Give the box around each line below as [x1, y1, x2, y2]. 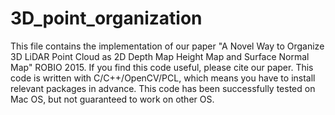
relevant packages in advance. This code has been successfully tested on [10, 82, 316, 94]
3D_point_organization [10, 7, 203, 30]
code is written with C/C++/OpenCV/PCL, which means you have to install [10, 72, 316, 84]
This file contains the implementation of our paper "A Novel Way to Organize [10, 40, 325, 52]
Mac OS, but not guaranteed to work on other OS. [10, 93, 215, 105]
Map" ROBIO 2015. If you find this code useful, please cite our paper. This [10, 61, 314, 73]
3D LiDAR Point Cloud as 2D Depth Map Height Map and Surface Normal [10, 50, 310, 62]
